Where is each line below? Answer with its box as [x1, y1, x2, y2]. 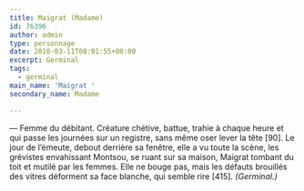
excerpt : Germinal [9, 55, 79, 65]
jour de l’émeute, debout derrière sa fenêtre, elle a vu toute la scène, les [9, 142, 279, 153]
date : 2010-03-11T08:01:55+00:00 [9, 47, 137, 56]
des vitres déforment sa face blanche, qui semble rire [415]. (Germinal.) [9, 170, 278, 182]
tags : [9, 65, 30, 74]
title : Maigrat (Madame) [9, 13, 104, 23]
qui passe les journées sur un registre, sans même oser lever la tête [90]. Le [9, 132, 295, 143]
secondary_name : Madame [9, 89, 100, 98]
